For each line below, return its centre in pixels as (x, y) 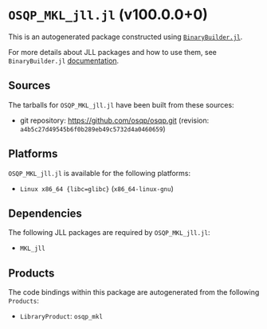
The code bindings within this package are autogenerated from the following (134, 292)
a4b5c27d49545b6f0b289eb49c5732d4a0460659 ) (92, 128)
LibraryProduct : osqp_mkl (61, 316)
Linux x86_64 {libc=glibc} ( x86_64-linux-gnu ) (96, 188)
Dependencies (45, 213)
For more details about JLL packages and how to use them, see (113, 52)
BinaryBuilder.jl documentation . (64, 61)
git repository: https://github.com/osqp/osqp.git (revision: (114, 120)
